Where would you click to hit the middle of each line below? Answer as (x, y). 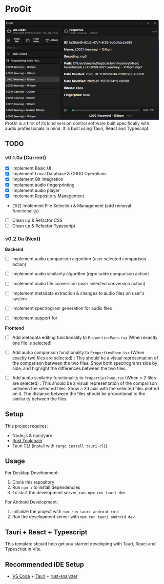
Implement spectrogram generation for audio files (62, 308)
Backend (14, 250)
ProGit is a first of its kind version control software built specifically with (77, 123)
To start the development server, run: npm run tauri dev (69, 493)
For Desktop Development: (32, 473)
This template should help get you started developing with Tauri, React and (81, 544)
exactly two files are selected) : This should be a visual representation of (85, 358)
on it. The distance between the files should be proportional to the (79, 394)
